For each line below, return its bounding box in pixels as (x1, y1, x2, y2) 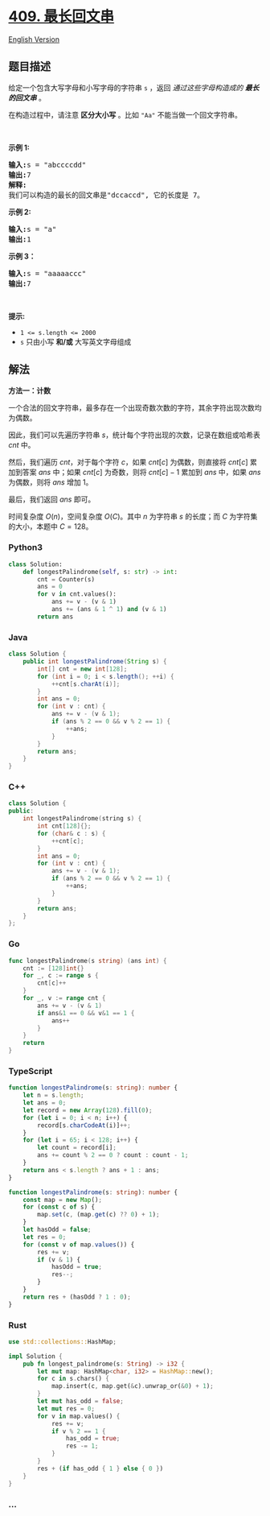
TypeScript (8, 1065, 53, 1076)
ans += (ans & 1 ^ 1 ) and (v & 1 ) (51, 605, 167, 613)
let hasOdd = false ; (22, 1225, 92, 1234)
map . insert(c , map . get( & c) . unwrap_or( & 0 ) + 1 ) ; (51, 1382, 215, 1390)
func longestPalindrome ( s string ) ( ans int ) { (8, 956, 167, 965)
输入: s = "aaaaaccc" (8, 269, 87, 278)
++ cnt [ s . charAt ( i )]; (51, 680, 121, 688)
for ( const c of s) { (22, 1203, 95, 1212)
